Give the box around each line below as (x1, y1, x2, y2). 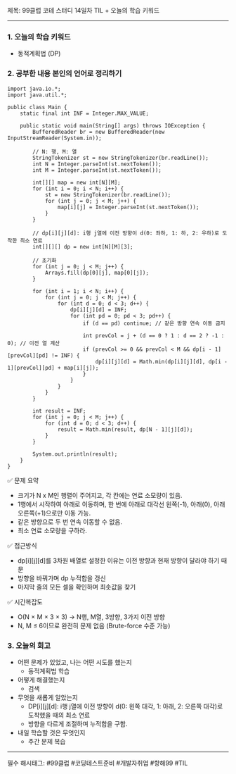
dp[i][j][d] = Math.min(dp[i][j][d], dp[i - (95, 358, 228, 365)
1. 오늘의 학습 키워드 (7, 32, 72, 42)
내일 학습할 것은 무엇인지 (17, 728, 86, 737)
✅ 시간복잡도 (7, 597, 44, 606)
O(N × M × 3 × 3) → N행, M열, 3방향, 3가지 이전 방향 (17, 612, 165, 621)
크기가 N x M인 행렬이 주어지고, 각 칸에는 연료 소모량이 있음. (17, 491, 183, 499)
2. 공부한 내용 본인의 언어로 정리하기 (7, 69, 122, 79)
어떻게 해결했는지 (17, 675, 65, 684)
